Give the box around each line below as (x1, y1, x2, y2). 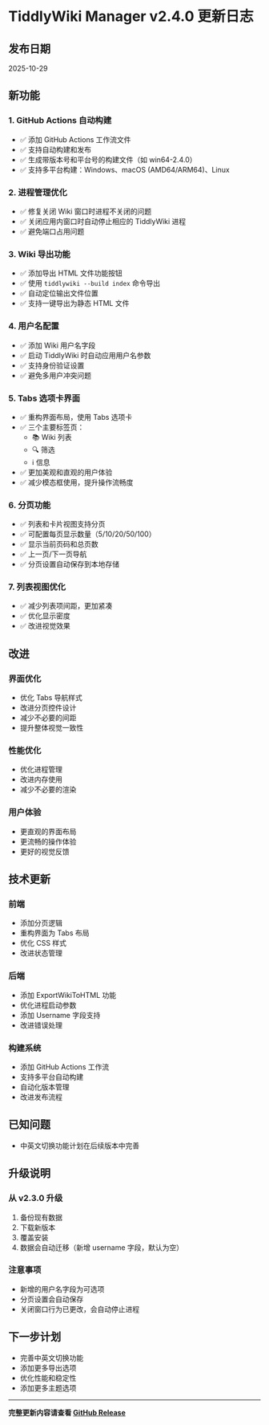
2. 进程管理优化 (8, 186, 68, 197)
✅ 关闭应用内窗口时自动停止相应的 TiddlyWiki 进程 (19, 216, 187, 226)
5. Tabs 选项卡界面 (8, 393, 80, 404)
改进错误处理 (19, 1020, 62, 1030)
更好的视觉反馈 (19, 846, 70, 856)
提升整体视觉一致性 (19, 723, 84, 733)
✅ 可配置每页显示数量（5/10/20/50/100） (19, 529, 156, 539)
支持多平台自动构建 (19, 1073, 84, 1082)
